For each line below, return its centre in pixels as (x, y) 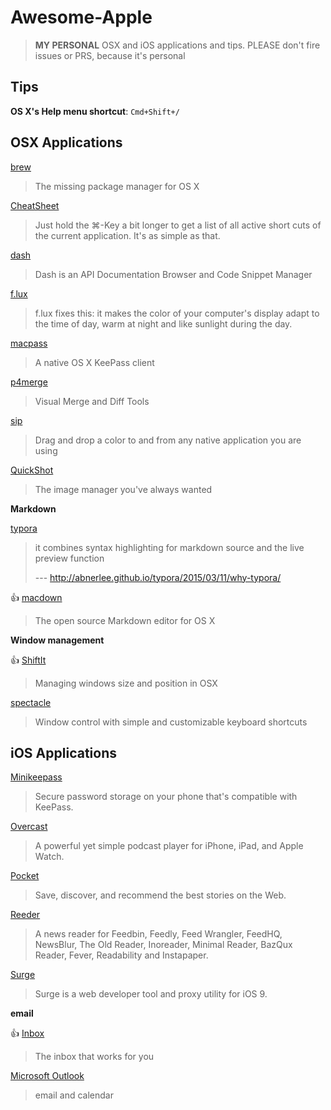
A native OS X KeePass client (94, 362)
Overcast (29, 827)
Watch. (49, 857)
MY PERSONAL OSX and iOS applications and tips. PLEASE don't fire (177, 45)
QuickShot (32, 470)
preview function (69, 558)
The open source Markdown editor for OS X (125, 620)
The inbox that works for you (94, 1057)
